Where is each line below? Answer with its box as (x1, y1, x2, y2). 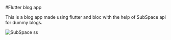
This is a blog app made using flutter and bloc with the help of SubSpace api (5, 14, 166, 20)
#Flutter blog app (5, 5, 42, 10)
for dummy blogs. (5, 20, 42, 25)
